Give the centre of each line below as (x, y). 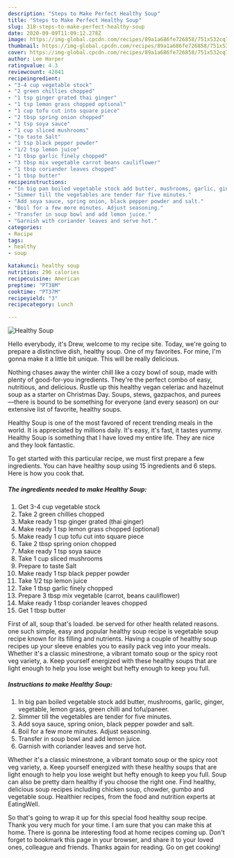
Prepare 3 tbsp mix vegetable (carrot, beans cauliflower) (99, 595)
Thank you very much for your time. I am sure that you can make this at (110, 825)
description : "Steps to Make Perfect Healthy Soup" (84, 14)
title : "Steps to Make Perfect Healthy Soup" (75, 20)
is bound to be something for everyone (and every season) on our (125, 402)
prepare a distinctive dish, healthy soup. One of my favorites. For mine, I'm (115, 352)
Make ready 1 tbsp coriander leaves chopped (83, 603)
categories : (25, 227)
